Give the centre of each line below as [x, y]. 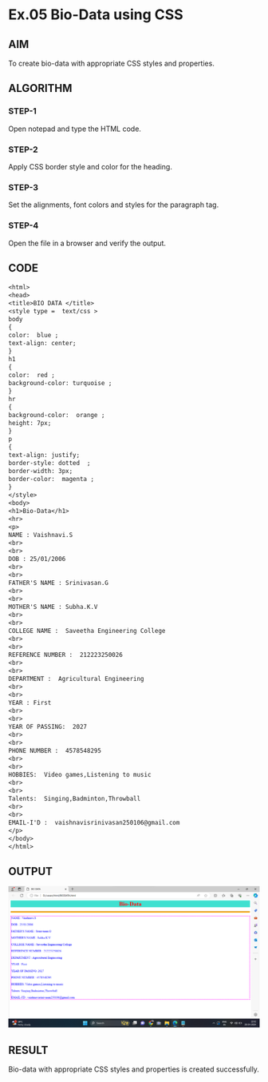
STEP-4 [24, 225]
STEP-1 [23, 111]
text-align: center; [43, 344]
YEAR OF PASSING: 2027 [48, 727]
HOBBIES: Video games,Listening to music [80, 775]
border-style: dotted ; [49, 463]
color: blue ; [33, 336]
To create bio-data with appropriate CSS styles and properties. [112, 63]
